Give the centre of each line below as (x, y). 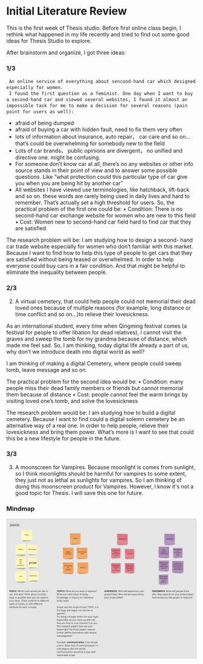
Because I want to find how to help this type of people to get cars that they (99, 253)
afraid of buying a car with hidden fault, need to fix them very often (98, 130)
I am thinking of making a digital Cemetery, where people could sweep (94, 363)
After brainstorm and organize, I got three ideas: (66, 52)
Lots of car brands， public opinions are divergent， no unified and (99, 151)
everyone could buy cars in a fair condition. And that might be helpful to (96, 266)
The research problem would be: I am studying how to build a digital (91, 413)
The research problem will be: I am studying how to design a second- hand (100, 240)
